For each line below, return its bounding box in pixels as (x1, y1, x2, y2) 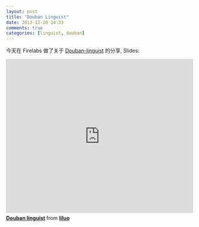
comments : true (6, 25, 43, 31)
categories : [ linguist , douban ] (6, 30, 85, 36)
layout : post (6, 8, 38, 15)
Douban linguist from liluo (6, 215, 70, 222)
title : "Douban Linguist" (6, 14, 69, 20)
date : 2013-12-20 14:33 (6, 19, 64, 25)
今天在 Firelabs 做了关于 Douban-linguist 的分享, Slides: (6, 47, 140, 54)
